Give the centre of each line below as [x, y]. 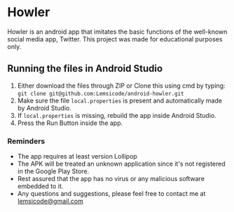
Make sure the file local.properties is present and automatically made [120, 100]
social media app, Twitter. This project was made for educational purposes [115, 39]
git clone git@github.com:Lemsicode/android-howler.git [101, 93]
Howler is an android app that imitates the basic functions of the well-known [117, 32]
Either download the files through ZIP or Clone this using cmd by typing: [121, 86]
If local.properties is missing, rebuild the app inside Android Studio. [117, 115]
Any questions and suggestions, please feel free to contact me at [111, 194]
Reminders [26, 141]
